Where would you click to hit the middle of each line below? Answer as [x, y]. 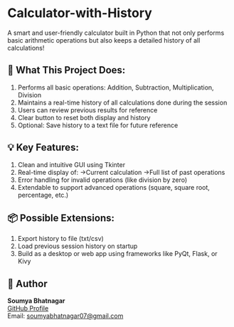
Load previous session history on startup [78, 246]
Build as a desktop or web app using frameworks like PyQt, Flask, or [118, 254]
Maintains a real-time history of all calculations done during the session [122, 102]
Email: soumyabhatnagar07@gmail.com [65, 316]
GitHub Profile [28, 309]
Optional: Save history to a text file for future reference [98, 125]
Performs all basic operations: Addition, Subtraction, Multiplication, [116, 87]
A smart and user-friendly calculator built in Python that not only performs [116, 33]
